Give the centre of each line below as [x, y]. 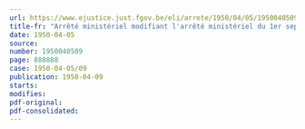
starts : [24, 85]
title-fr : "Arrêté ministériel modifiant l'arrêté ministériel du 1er [146, 26]
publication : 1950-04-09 [56, 77]
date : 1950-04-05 [42, 35]
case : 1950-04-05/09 [49, 69]
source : [24, 43]
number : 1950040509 [46, 52]
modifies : [28, 94]
